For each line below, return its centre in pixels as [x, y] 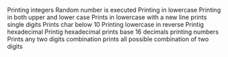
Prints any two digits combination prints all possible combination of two [108, 39]
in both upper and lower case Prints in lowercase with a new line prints [107, 17]
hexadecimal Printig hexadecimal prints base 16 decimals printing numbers [113, 32]
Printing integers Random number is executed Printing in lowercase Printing [114, 10]
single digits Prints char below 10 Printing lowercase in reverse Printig [105, 24]
